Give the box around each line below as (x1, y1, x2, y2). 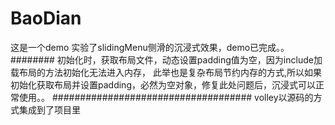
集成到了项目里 (18, 103, 81, 116)
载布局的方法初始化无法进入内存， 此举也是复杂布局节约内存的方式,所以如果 (10, 66, 322, 78)
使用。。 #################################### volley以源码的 (18, 91, 314, 103)
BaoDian (10, 7, 82, 30)
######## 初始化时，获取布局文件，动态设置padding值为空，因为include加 (10, 53, 323, 66)
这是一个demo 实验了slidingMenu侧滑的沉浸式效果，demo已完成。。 (10, 41, 290, 53)
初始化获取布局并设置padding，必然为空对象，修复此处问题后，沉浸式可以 (10, 78, 316, 91)
